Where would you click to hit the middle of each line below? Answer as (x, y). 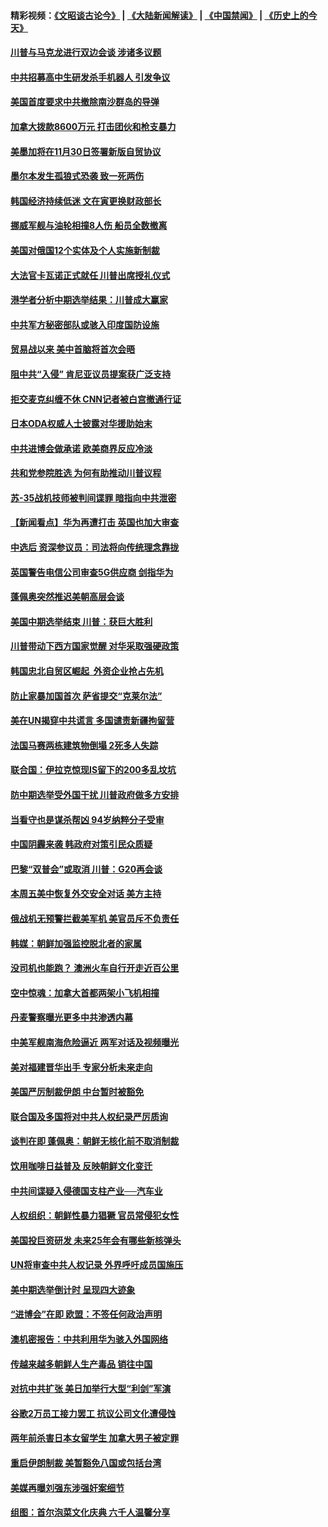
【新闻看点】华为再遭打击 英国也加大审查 (95, 522)
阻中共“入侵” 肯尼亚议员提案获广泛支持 (91, 374)
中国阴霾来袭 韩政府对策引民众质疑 (81, 844)
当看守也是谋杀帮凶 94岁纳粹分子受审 (87, 819)
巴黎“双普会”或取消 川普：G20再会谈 (86, 869)
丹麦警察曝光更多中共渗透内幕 (71, 1017)
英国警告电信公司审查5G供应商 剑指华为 (92, 572)
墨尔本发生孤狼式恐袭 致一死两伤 (77, 176)
